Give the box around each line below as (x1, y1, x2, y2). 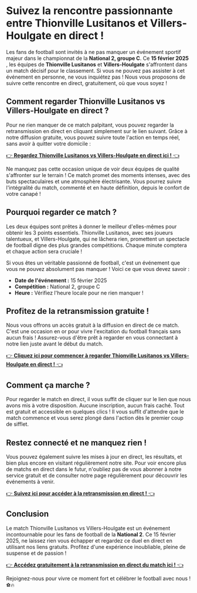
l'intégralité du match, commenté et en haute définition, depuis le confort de (6, 184, 190, 191)
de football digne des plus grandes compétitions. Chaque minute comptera (6, 242, 188, 249)
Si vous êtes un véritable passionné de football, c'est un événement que (6, 259, 181, 266)
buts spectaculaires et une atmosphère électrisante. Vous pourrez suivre (6, 178, 182, 185)
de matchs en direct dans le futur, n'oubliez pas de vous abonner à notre (6, 466, 182, 473)
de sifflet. (6, 421, 29, 428)
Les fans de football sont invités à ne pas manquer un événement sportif (6, 48, 181, 55)
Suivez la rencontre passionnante (6, 4, 173, 18)
